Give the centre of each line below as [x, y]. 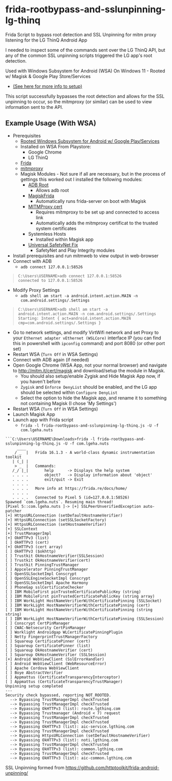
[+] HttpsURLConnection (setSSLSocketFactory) [56, 520]
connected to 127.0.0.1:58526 [50, 280]
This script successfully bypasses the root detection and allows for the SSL [85, 96]
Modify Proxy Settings [36, 290]
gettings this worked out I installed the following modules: [81, 179]
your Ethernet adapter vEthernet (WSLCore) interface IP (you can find [87, 338]
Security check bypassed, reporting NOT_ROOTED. [58, 695]
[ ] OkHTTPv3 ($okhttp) [31, 551]
